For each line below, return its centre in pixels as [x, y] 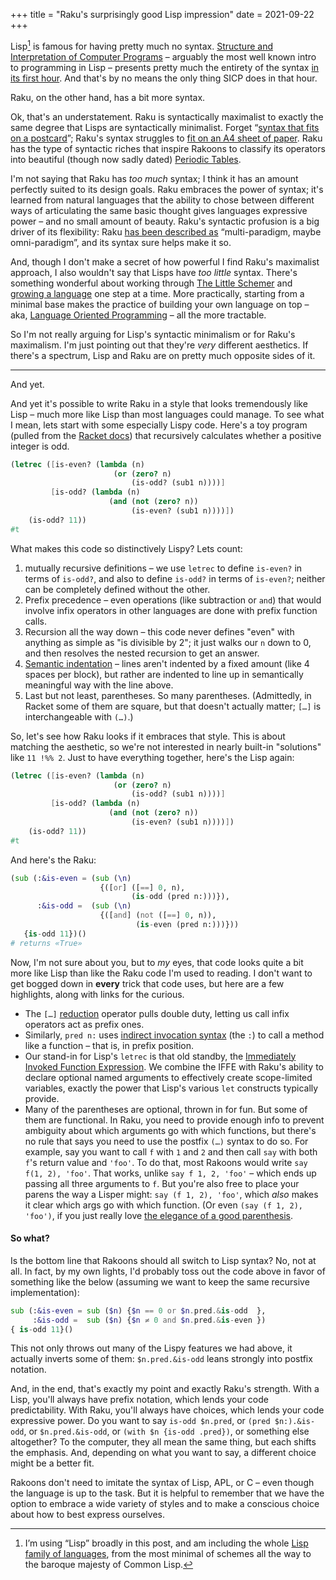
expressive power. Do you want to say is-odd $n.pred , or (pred [140, 1421]
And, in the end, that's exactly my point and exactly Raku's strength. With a [165, 1389]
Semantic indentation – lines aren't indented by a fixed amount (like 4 [167, 663]
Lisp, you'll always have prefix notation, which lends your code [139, 1400]
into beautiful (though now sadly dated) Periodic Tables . [126, 159]
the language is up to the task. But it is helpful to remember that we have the [167, 1493]
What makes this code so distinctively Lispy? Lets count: [126, 548]
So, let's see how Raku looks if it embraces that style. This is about [148, 736]
